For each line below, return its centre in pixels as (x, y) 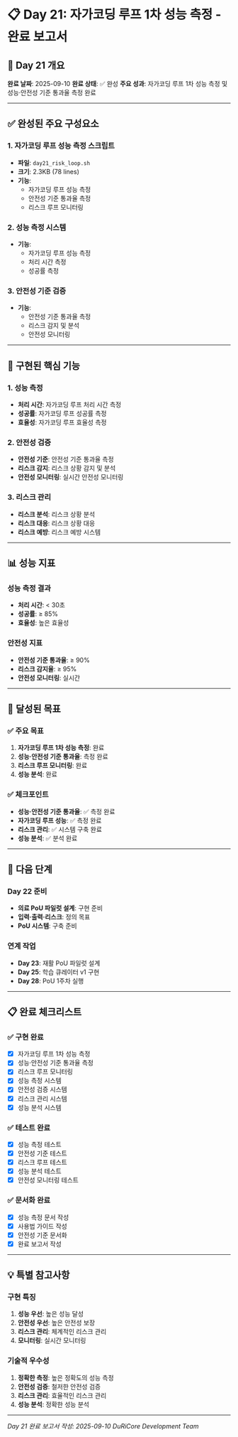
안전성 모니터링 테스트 (48, 1180)
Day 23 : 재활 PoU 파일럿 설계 (59, 963)
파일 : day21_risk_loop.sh (54, 162)
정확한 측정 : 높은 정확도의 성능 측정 (66, 1377)
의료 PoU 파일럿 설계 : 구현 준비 (60, 908)
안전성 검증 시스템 (42, 1089)
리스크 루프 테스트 (42, 1163)
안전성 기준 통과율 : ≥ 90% (53, 660)
